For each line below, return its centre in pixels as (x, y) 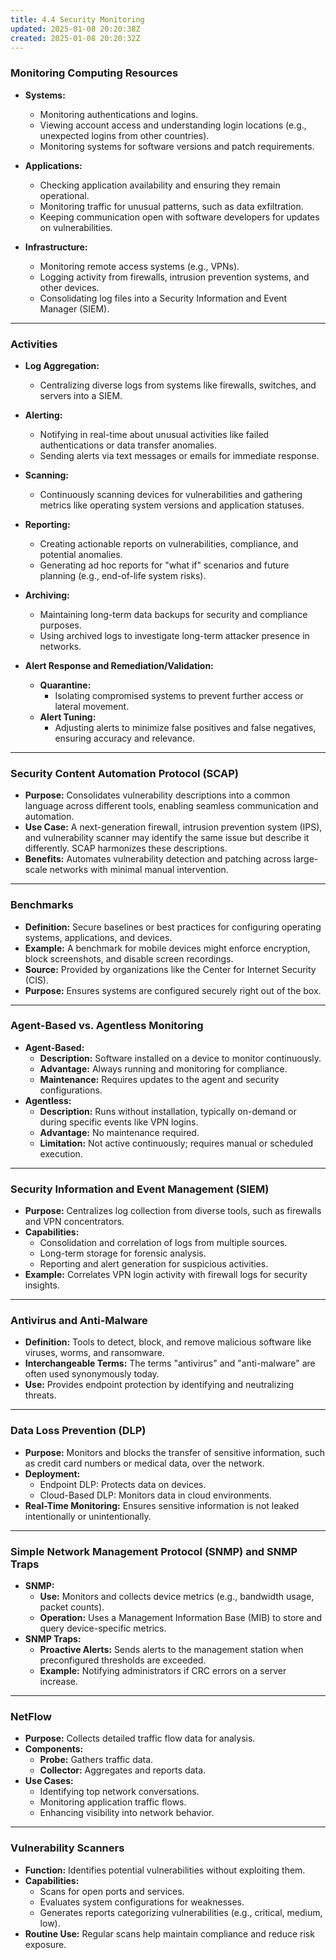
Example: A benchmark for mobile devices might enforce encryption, (167, 948)
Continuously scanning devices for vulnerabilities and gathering (171, 494)
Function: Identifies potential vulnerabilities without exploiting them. (165, 1870)
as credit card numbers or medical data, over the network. (144, 1463)
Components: (54, 1749)
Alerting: (43, 415)
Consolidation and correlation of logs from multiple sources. (163, 1243)
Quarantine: (65, 685)
